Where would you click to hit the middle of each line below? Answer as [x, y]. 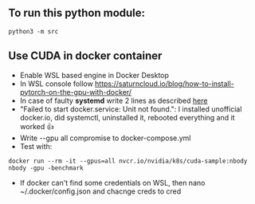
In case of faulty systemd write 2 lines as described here [114, 100]
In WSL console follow [56, 84]
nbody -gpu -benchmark [46, 168]
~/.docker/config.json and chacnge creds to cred [100, 191]
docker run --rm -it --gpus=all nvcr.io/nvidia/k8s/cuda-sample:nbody [128, 161]
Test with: [36, 146]
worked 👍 [37, 126]
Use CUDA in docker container [85, 56]
